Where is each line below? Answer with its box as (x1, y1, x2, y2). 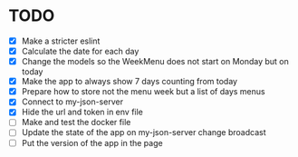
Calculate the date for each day (21, 46, 139, 56)
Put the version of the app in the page (21, 137, 164, 148)
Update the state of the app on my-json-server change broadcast (21, 127, 266, 138)
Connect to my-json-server (21, 96, 124, 107)
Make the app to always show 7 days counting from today (21, 76, 237, 87)
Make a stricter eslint (21, 35, 101, 46)
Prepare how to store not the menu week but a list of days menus (21, 86, 265, 97)
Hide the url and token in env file (21, 106, 144, 118)
